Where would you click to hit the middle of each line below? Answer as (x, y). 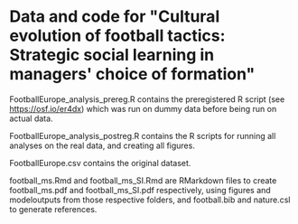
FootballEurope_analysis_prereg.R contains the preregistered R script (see (147, 99)
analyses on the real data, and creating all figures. (102, 145)
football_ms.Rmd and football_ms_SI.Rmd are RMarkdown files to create (143, 180)
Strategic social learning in (112, 55)
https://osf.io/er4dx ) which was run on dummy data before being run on (143, 108)
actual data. (31, 118)
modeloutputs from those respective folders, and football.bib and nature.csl (150, 200)
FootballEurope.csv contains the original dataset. (100, 163)
